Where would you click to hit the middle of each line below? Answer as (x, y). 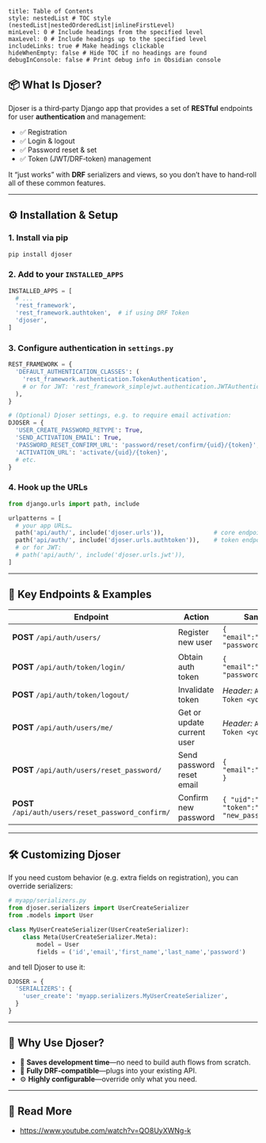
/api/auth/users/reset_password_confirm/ (91, 812)
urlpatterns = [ (35, 518)
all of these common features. (57, 183)
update (191, 722)
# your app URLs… (44, 526)
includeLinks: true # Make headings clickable (86, 46)
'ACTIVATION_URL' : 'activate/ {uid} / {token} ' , (92, 452)
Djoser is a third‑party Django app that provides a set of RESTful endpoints (131, 108)
